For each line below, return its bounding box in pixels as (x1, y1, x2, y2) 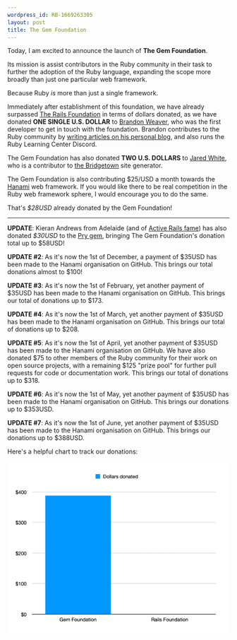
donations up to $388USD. (7, 434, 85, 442)
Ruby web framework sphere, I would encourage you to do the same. (7, 190, 208, 198)
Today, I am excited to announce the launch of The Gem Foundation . (7, 47, 208, 55)
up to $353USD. (7, 405, 54, 413)
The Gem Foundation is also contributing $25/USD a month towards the (7, 175, 215, 184)
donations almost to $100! (7, 268, 83, 276)
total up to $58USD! (7, 239, 65, 247)
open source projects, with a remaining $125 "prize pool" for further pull (7, 361, 217, 370)
